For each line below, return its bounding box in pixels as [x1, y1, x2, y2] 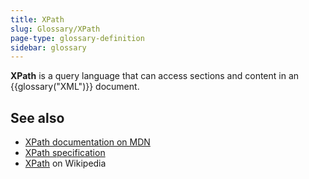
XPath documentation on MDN [24, 136, 151, 148]
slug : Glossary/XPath [10, 24, 101, 34]
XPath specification [24, 147, 106, 159]
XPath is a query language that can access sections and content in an [10, 70, 300, 82]
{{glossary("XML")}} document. [10, 81, 140, 93]
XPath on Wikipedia [24, 157, 107, 170]
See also [10, 109, 65, 126]
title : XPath [10, 14, 65, 25]
